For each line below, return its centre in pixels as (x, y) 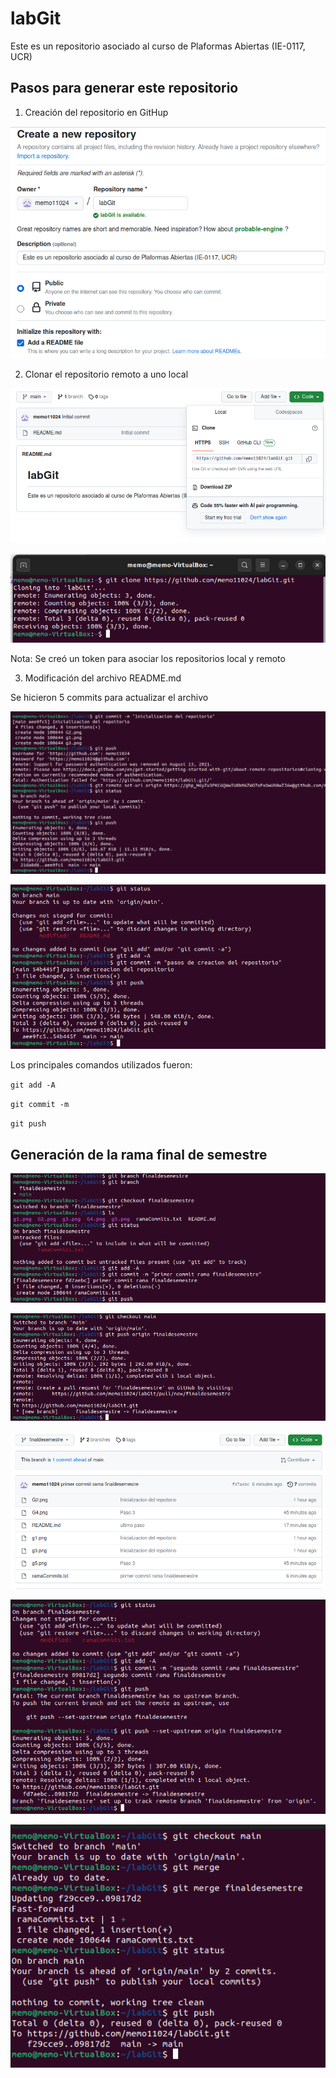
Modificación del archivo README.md (103, 678)
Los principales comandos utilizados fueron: (101, 1065)
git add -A (33, 1085)
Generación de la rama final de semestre (139, 1154)
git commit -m (40, 1105)
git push (28, 1124)
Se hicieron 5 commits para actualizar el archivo (109, 697)
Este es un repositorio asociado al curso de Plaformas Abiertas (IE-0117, (158, 46)
